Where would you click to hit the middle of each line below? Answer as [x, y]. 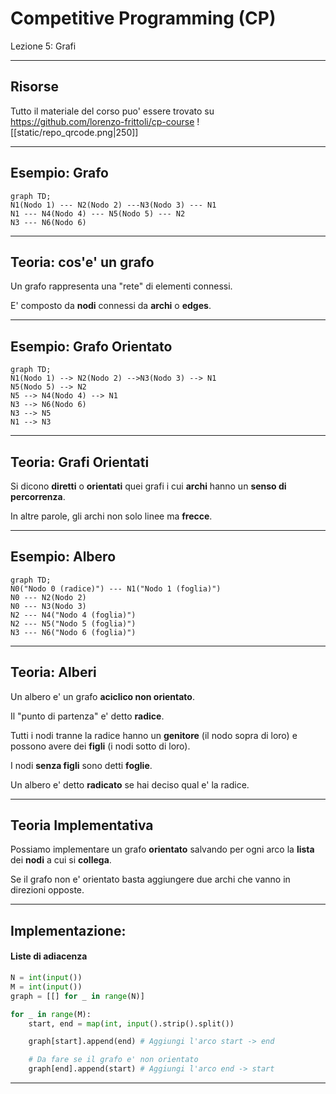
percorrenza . [38, 496]
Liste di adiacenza [49, 956]
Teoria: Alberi [53, 672]
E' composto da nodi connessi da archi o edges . [111, 306]
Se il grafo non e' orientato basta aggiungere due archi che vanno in [150, 879]
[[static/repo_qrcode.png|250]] [74, 132]
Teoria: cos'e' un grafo [82, 262]
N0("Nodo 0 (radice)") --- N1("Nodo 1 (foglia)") [116, 588]
